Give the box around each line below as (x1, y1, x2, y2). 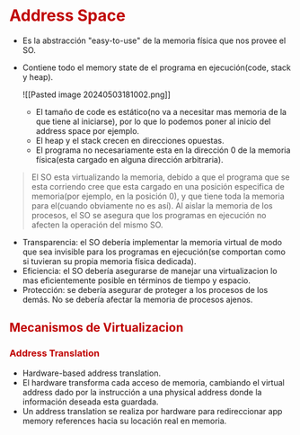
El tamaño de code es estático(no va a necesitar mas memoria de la (35, 106, 287, 117)
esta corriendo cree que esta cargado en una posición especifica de (31, 181, 285, 191)
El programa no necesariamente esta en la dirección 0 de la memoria (35, 145, 291, 155)
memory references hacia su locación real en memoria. (22, 415, 227, 426)
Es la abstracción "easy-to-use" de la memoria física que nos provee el (22, 35, 287, 46)
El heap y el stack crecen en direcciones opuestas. (35, 135, 225, 146)
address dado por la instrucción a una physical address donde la (22, 386, 262, 397)
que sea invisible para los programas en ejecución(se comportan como (22, 246, 286, 257)
